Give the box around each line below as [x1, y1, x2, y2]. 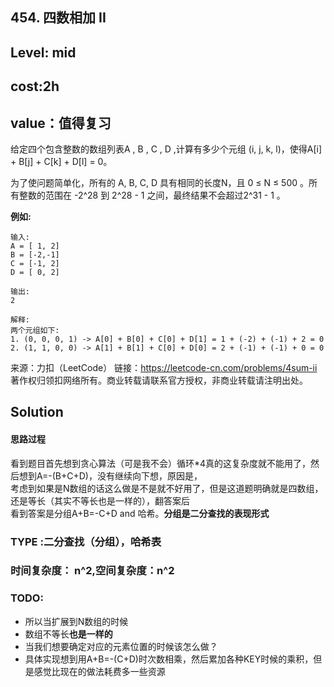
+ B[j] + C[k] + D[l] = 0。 [10, 155, 113, 167]
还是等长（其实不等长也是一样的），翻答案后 [10, 494, 190, 507]
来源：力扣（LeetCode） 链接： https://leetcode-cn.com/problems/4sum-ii [10, 361, 318, 373]
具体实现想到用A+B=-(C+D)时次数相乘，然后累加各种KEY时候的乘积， [24, 653, 314, 665]
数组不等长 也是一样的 [24, 628, 113, 640]
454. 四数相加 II [10, 9, 107, 27]
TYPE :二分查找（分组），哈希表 [10, 534, 162, 548]
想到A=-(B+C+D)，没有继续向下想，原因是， [18, 469, 203, 482]
